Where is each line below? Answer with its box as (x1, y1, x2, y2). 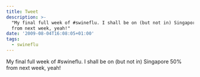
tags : (6, 36, 20, 42)
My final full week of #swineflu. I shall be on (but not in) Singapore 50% (6, 57, 182, 65)
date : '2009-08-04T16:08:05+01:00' (6, 31, 95, 37)
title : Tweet (6, 8, 39, 15)
